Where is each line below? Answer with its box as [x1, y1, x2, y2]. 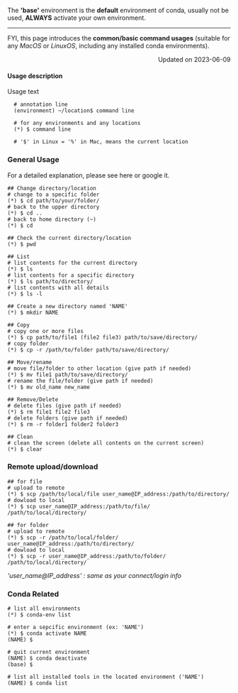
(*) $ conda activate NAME [7, 630, 87, 638]
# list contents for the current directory [7, 259, 138, 266]
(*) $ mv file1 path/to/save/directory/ [7, 371, 129, 378]
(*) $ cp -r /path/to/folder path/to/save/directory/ [7, 346, 170, 354]
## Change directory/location [7, 185, 97, 192]
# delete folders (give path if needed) [7, 415, 129, 422]
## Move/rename [7, 359, 52, 366]
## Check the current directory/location [7, 234, 132, 241]
